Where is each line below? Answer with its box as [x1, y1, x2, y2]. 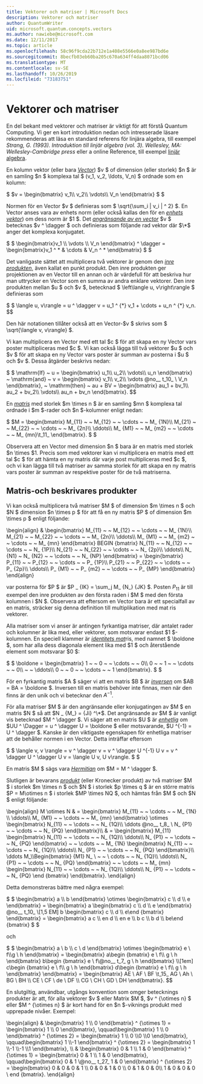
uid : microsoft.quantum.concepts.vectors [6, 25, 112, 32]
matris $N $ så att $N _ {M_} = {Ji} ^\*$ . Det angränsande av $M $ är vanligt [6, 710, 197, 717]
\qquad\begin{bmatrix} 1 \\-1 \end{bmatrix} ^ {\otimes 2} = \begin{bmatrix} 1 [6, 1039, 195, 1046]
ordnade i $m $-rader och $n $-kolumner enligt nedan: [6, 406, 143, 414]
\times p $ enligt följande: [6, 514, 70, 522]
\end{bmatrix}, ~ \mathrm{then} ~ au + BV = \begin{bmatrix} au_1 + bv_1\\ [6, 382, 189, 389]
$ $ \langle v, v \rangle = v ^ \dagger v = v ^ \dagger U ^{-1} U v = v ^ [6, 747, 178, 755]
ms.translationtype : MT [6, 59, 66, 65]
